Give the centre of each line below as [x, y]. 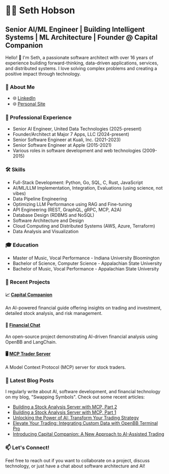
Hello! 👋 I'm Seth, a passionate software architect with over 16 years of [79, 58]
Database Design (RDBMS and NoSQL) [53, 215]
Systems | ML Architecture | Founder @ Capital [81, 37]
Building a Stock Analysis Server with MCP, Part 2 [65, 407]
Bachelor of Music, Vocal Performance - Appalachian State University [86, 269]
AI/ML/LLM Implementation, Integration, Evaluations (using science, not [88, 188]
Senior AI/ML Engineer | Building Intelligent [75, 29]
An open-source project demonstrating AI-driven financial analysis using [81, 336]
